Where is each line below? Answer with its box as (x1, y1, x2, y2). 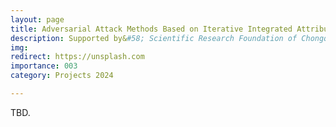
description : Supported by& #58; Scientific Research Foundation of (10, 33, 298, 43)
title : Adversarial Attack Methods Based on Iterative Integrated (10, 24, 293, 34)
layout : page (10, 14, 65, 25)
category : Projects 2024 (10, 71, 114, 81)
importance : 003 (10, 61, 78, 71)
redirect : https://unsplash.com (10, 52, 145, 62)
